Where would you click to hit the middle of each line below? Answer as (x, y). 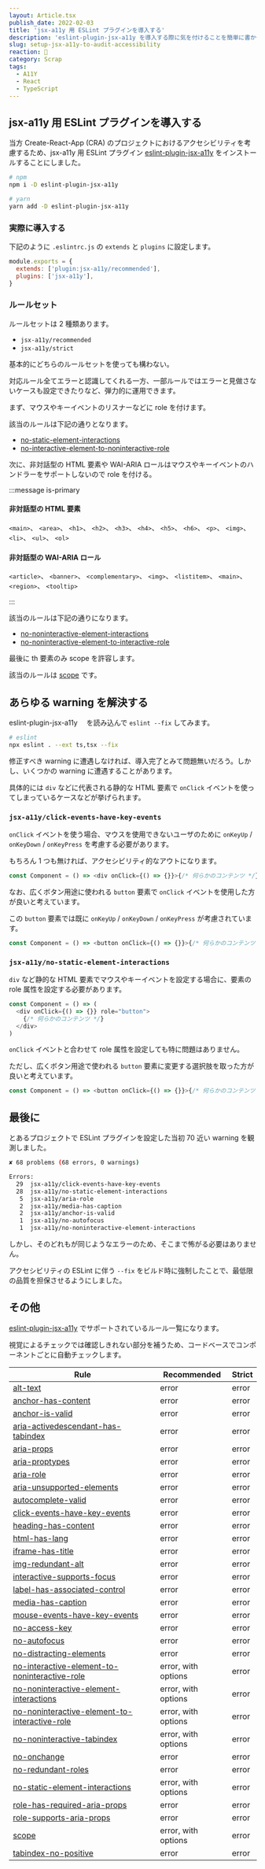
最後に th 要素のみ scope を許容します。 (74, 659)
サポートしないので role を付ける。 (99, 474)
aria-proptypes (41, 1461)
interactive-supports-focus (64, 1576)
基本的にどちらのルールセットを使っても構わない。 (91, 364)
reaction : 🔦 (28, 52)
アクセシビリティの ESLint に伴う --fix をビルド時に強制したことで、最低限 (131, 1271)
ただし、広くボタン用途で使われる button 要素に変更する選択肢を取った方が (132, 1066)
